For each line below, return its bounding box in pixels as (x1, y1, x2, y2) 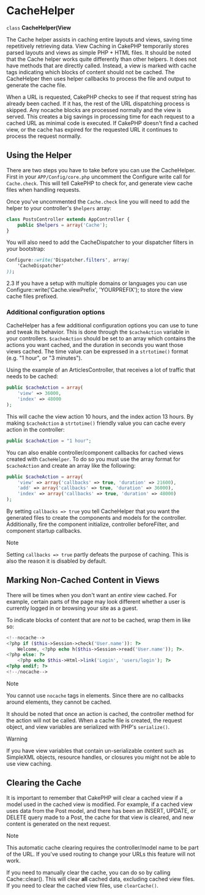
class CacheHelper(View (6, 24, 72, 31)
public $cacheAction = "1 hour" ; (6, 438, 92, 444)
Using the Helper (6, 150, 72, 161)
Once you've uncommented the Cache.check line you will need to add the (6, 197, 190, 205)
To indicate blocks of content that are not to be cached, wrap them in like (6, 616, 191, 623)
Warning (6, 735, 28, 742)
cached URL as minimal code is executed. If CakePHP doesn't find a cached (6, 119, 199, 126)
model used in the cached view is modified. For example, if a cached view (6, 801, 193, 808)
